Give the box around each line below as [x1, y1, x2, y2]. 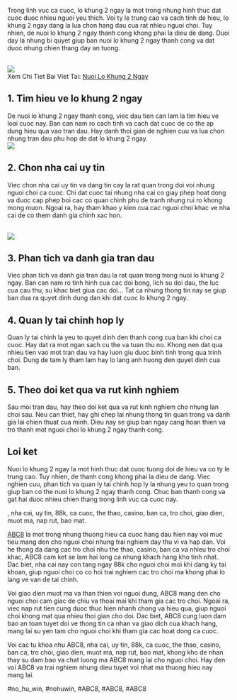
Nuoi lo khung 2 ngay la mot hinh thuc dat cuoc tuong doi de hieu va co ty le [7, 464, 230, 473]
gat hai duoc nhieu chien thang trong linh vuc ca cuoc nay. [7, 495, 178, 503]
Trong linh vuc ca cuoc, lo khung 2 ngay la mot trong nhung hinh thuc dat [7, 6, 221, 14]
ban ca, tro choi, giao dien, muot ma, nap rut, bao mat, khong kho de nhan [7, 647, 224, 656]
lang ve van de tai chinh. [7, 575, 79, 584]
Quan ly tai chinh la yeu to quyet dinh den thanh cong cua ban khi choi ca [7, 333, 221, 341]
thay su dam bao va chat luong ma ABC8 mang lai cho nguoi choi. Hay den [7, 655, 226, 664]
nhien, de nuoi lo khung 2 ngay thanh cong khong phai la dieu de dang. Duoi [7, 28, 230, 37]
